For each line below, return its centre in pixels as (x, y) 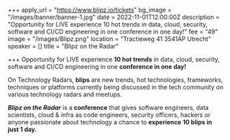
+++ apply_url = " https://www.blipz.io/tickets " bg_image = (90, 10)
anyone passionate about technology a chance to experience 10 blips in (110, 122)
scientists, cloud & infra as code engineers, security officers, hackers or (109, 115)
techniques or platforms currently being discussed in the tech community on (116, 87)
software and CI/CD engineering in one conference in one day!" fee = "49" (113, 31)
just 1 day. (22, 129)
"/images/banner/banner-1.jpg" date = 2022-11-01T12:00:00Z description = (114, 17)
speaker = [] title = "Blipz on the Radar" (63, 46)
